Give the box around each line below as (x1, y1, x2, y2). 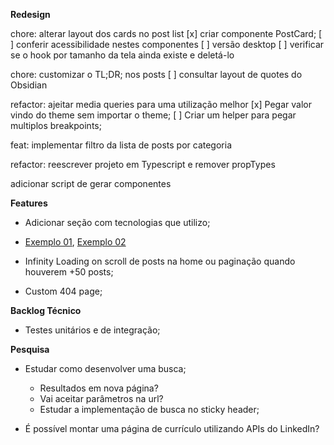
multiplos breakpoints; (10, 120, 102, 131)
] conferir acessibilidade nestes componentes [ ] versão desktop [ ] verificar (10, 39, 325, 50)
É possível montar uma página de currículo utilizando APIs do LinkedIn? (24, 423, 320, 434)
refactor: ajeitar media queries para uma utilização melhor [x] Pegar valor (10, 99, 312, 110)
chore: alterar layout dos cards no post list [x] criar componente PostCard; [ (10, 28, 323, 39)
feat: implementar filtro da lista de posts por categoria (10, 139, 232, 151)
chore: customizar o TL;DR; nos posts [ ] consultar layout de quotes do (10, 69, 303, 80)
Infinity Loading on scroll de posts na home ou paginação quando (24, 255, 296, 267)
